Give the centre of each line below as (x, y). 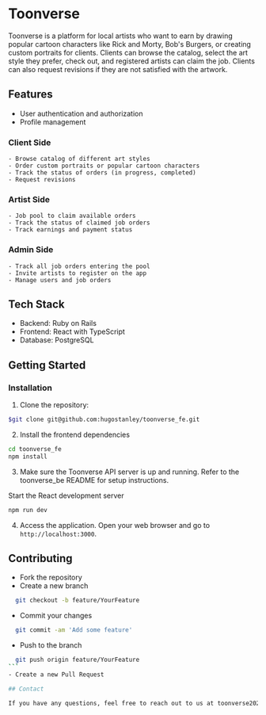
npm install (28, 457)
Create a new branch (54, 586)
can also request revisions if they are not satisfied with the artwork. (118, 69)
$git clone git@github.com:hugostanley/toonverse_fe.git (104, 420)
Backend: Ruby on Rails (58, 323)
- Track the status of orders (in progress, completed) (102, 173)
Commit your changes (56, 616)
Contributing (40, 558)
